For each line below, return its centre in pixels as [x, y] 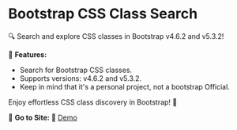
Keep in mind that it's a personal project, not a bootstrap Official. [125, 86]
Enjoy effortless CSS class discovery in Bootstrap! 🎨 [93, 102]
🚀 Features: [28, 54]
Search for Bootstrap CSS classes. [76, 70]
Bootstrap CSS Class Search [103, 14]
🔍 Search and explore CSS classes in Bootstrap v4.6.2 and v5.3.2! [116, 36]
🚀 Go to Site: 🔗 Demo [43, 117]
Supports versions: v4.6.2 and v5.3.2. [81, 78]
